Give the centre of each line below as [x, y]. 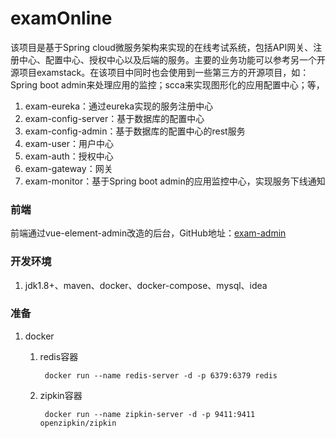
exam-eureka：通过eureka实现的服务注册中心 [119, 106]
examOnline [61, 18]
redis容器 [59, 356]
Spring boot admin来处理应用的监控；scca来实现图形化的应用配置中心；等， [167, 84]
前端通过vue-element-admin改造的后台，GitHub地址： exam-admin [148, 233]
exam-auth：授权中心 [69, 156]
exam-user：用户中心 [69, 143]
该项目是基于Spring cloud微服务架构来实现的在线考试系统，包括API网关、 [162, 47]
